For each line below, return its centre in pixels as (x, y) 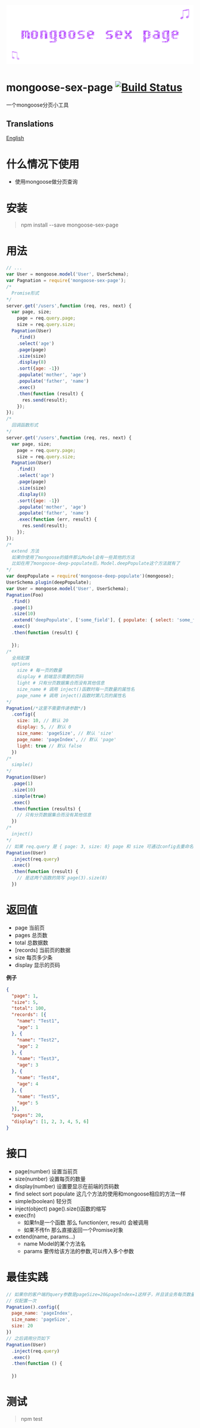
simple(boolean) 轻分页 (43, 1201)
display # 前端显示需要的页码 (50, 677)
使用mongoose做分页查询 (46, 182)
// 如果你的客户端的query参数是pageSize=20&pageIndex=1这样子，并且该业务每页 (96, 1294)
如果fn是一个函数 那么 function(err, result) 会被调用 (86, 1222)
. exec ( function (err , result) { (57, 520)
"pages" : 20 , (28, 1116)
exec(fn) (25, 1215)
